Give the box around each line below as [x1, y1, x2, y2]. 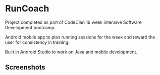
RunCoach [5, 3, 50, 14]
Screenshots [5, 63, 46, 72]
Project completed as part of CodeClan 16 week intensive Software [5, 19, 142, 25]
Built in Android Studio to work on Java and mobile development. [5, 49, 138, 55]
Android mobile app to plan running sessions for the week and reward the [5, 34, 155, 40]
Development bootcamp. [5, 24, 55, 30]
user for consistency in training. [5, 39, 70, 45]
